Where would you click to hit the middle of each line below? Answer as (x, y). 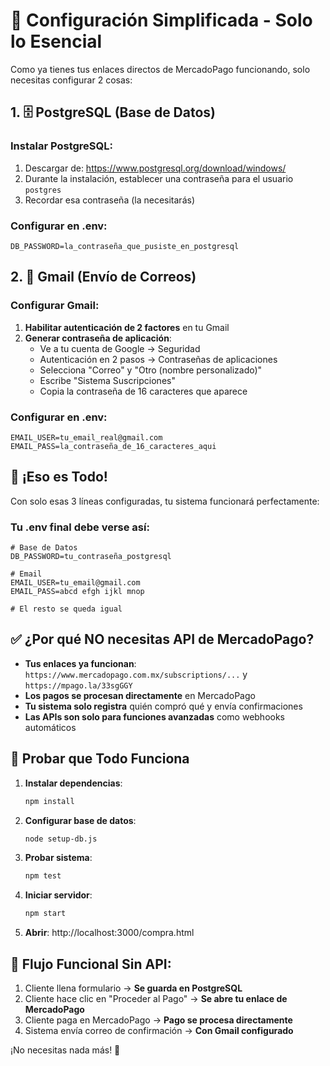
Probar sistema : (58, 858)
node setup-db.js (61, 839)
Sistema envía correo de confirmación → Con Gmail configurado (159, 1030)
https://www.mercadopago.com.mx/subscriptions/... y (136, 674)
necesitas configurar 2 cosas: (71, 80)
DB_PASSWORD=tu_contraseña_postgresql (91, 557)
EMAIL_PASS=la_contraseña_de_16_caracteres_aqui (113, 446)
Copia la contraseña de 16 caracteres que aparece (143, 391)
